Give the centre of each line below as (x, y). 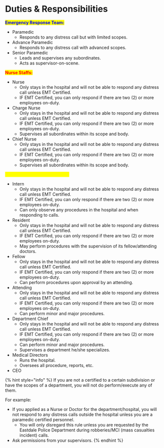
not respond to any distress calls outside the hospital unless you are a (82, 414)
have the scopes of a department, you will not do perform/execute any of (79, 385)
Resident (21, 220)
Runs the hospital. (38, 360)
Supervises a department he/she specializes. (65, 349)
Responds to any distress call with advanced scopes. (73, 47)
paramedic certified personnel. (43, 419)
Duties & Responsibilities (57, 9)
